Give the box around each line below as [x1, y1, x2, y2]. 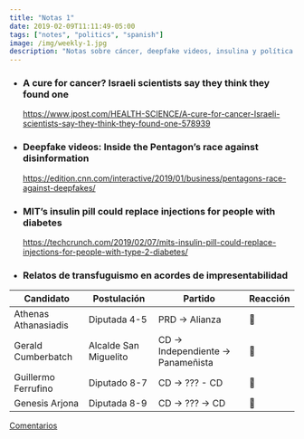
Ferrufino [14, 382, 53, 395]
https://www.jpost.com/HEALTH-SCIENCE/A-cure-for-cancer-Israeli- [22, 109, 280, 119]
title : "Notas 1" [9, 13, 75, 23]
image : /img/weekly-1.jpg [9, 38, 107, 48]
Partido [183, 292, 215, 305]
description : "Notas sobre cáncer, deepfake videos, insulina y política [9, 47, 294, 56]
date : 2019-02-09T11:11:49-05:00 [9, 22, 136, 31]
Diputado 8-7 [88, 377, 147, 389]
